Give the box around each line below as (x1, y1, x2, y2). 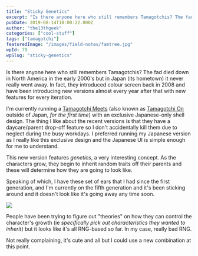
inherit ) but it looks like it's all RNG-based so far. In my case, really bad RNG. (6, 225, 192, 232)
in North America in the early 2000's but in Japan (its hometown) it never (6, 75, 184, 82)
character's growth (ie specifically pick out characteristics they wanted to (6, 219, 186, 226)
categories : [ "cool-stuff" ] (6, 31, 75, 36)
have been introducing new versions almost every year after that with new (6, 87, 186, 94)
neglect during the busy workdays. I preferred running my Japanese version (6, 130, 192, 137)
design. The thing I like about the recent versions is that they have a (6, 117, 171, 124)
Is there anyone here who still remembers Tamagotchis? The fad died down (6, 68, 189, 75)
